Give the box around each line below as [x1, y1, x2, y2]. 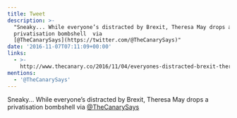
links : [7, 50, 27, 57]
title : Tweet [7, 10, 46, 18]
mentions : [7, 69, 37, 76]
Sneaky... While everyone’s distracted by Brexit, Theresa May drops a [7, 95, 209, 104]
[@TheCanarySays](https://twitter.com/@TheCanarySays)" [13, 37, 181, 44]
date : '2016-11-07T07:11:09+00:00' [7, 43, 112, 50]
